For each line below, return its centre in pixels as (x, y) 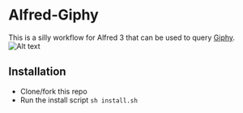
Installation (37, 72)
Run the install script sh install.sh (79, 100)
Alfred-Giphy (53, 15)
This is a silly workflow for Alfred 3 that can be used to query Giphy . (122, 37)
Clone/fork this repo (53, 91)
